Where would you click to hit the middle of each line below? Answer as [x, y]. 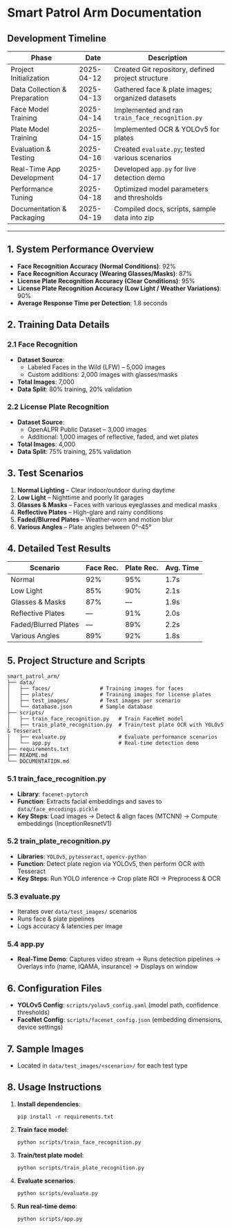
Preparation [30, 98]
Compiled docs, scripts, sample [165, 209]
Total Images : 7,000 [46, 382]
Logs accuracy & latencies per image [70, 926]
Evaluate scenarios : [46, 1181]
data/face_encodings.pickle [57, 809]
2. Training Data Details [58, 325]
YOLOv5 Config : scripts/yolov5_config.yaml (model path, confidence [118, 1005]
